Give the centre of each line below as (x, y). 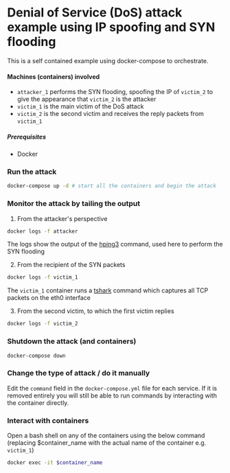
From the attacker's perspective (62, 218)
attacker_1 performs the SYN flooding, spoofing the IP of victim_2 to (115, 92)
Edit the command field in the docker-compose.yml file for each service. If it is (112, 388)
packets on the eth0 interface (49, 298)
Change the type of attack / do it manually (79, 373)
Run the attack (32, 172)
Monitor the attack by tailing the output (74, 204)
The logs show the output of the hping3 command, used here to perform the (115, 244)
